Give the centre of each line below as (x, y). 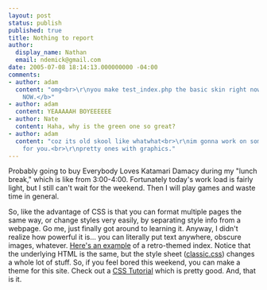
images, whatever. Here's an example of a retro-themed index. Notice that (130, 246)
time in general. (34, 196)
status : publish (35, 23)
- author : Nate (33, 119)
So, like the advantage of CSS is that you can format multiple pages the (125, 212)
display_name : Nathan (51, 52)
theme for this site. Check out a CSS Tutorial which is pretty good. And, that (132, 271)
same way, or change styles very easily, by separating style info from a (124, 220)
